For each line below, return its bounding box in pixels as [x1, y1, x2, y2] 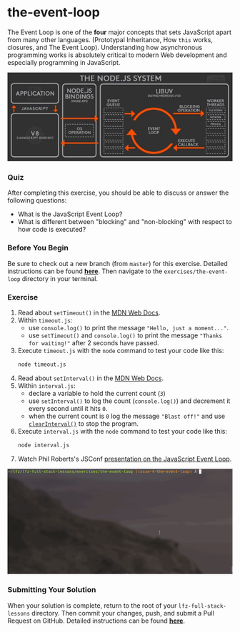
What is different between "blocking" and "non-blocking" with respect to [17, 218, 232, 226]
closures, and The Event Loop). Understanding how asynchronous [7, 43, 203, 51]
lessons [7, 610, 31, 617]
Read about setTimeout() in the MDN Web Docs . [17, 308, 161, 317]
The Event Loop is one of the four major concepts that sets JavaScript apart [7, 28, 232, 36]
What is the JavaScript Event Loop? [17, 210, 123, 218]
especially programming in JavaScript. [7, 58, 121, 66]
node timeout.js [17, 361, 66, 368]
